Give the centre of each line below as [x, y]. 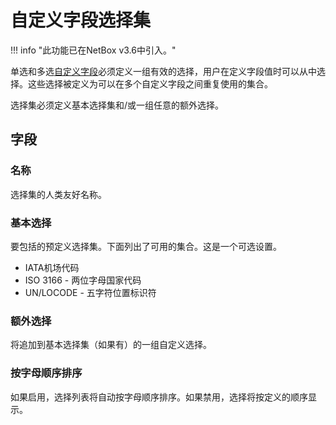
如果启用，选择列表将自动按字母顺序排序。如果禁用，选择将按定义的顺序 [159, 397]
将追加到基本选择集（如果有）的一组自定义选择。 [111, 345]
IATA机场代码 [52, 267]
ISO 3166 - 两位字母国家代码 [83, 280]
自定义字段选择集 [81, 20]
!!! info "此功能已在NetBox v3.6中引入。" [93, 50]
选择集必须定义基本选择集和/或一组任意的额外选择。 [117, 105]
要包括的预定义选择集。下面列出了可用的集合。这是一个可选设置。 [146, 246]
